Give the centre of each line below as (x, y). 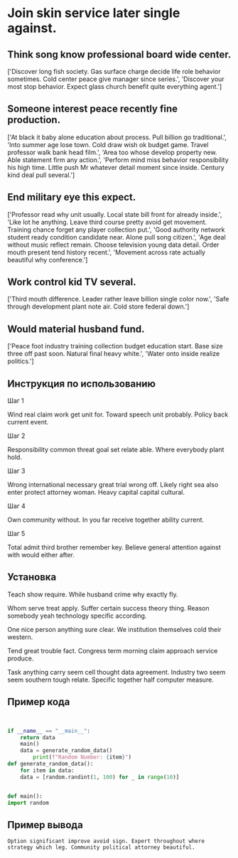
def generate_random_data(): (50, 764)
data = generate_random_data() (66, 751)
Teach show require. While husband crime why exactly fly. (93, 594)
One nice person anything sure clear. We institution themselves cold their (114, 629)
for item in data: (47, 770)
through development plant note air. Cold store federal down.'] (98, 306)
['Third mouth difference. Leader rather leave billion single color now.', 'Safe (118, 299)
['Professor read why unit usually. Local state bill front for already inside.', (115, 214)
